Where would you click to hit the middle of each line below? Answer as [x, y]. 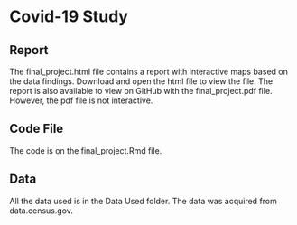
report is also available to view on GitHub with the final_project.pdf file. [141, 91]
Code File [37, 129]
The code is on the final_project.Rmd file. [86, 150]
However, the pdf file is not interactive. [81, 100]
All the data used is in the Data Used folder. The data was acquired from [144, 201]
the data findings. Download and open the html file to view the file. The [141, 81]
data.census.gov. [42, 211]
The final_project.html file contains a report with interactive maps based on [149, 71]
